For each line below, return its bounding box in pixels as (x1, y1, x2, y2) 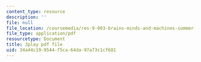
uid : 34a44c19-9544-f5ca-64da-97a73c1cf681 (6, 47, 117, 53)
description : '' (6, 14, 47, 20)
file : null (6, 19, 33, 25)
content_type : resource (6, 8, 66, 15)
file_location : (6, 25, 44, 31)
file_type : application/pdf (6, 31, 77, 37)
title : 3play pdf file (6, 42, 63, 48)
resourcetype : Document (6, 36, 66, 42)
